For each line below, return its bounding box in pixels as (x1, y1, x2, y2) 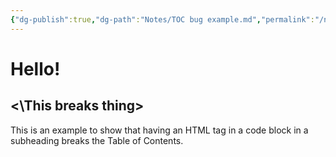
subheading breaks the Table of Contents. (10, 134, 184, 146)
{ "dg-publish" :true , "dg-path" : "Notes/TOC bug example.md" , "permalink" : (10, 14, 315, 25)
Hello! (10, 57, 61, 80)
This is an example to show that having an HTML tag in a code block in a (10, 124, 309, 136)
